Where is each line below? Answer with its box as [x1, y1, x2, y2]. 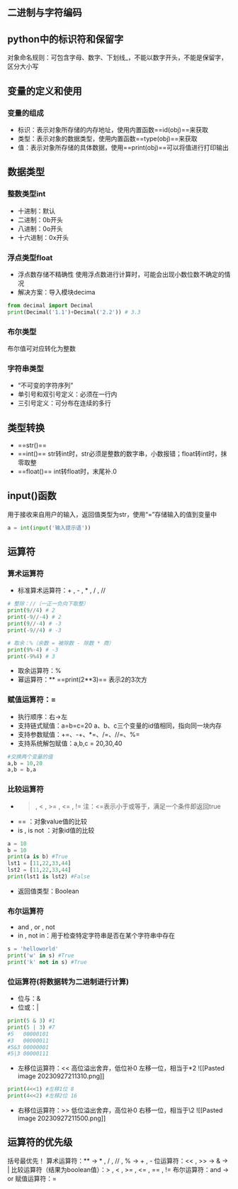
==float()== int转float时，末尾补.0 [17, 467, 117, 476]
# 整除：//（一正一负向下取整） [7, 601, 89, 608]
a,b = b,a [7, 766, 37, 774]
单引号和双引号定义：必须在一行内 [17, 390, 118, 399]
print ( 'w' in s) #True [7, 952, 74, 960]
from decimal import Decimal [7, 302, 93, 309]
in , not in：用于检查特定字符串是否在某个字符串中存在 [17, 931, 176, 940]
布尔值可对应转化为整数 [7, 344, 76, 353]
